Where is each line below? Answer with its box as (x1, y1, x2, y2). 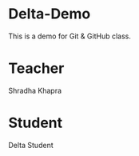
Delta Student (8, 140, 54, 150)
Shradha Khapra (8, 86, 62, 95)
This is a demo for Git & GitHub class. (8, 31, 132, 41)
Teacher (8, 59, 65, 78)
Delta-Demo (8, 5, 91, 23)
